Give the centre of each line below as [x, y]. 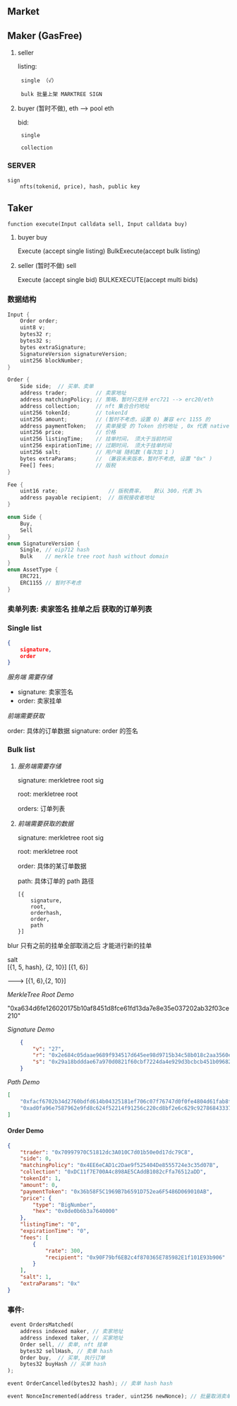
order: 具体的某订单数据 [52, 866]
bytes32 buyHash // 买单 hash [63, 1364]
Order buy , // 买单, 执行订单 [63, 1358]
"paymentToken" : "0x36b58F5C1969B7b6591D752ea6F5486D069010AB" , [116, 1191]
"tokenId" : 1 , [41, 1179]
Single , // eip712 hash [55, 550]
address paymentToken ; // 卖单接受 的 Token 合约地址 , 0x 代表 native [125, 426]
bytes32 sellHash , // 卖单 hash [66, 1351]
